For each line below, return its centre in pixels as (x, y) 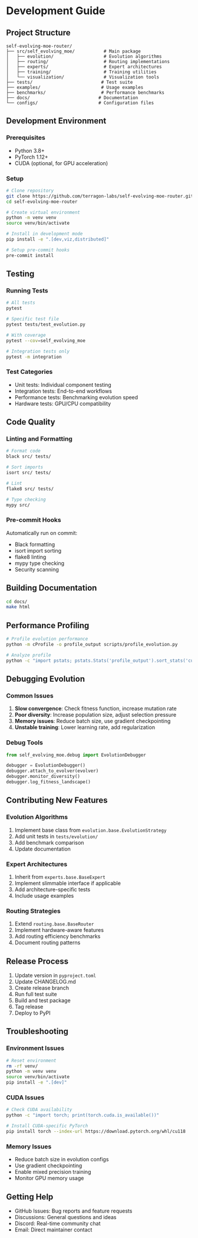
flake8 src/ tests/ (30, 489)
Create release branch (42, 988)
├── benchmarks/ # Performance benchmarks (85, 93)
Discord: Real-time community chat (58, 1223)
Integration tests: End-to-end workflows (63, 391)
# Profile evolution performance (47, 639)
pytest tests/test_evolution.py (46, 325)
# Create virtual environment (43, 212)
